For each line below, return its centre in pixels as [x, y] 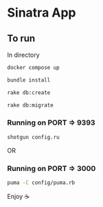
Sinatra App [42, 13]
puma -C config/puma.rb [41, 182]
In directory [23, 55]
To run [21, 38]
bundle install [29, 80]
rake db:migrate [30, 105]
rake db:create [29, 92]
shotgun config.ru [33, 137]
